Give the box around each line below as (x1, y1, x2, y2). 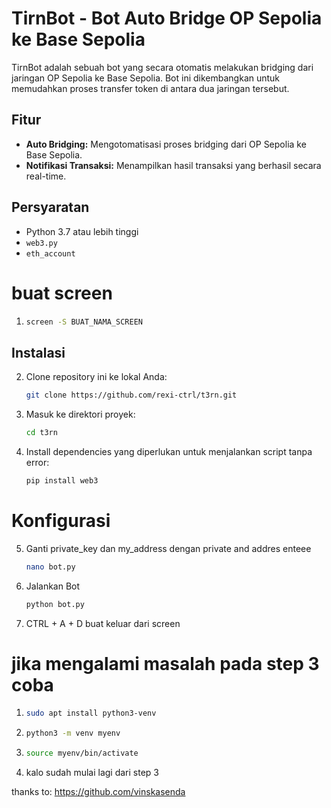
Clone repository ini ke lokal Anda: (25, 371, 168, 383)
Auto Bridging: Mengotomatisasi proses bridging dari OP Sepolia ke (25, 138, 307, 150)
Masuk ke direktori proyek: (25, 408, 136, 421)
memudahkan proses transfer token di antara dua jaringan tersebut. (11, 82, 290, 94)
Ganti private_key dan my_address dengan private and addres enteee (25, 542, 312, 554)
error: (25, 456, 50, 468)
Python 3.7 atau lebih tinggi (25, 225, 139, 237)
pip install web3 (25, 475, 99, 486)
